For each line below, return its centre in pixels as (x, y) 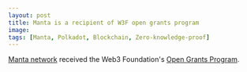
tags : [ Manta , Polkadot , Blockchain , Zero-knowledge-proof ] (109, 37)
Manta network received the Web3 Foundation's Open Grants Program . (124, 59)
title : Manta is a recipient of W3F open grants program (104, 23)
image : (19, 30)
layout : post (30, 15)
